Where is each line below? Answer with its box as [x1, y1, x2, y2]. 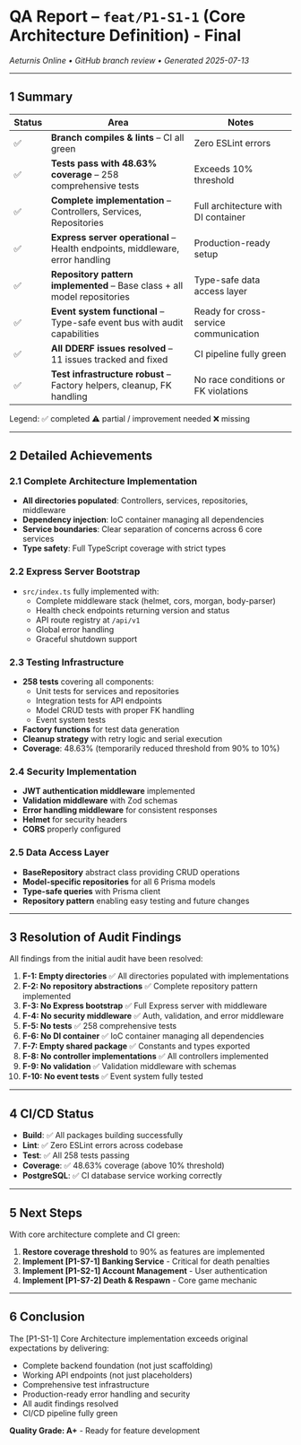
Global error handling [35, 623, 115, 634]
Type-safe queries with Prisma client [21, 885, 161, 896]
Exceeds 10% [193, 162, 254, 175]
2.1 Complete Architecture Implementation [9, 475, 198, 488]
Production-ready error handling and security [21, 1388, 191, 1399]
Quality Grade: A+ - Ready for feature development [9, 1424, 201, 1436]
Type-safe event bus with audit [50, 316, 184, 328]
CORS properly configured [21, 823, 121, 835]
